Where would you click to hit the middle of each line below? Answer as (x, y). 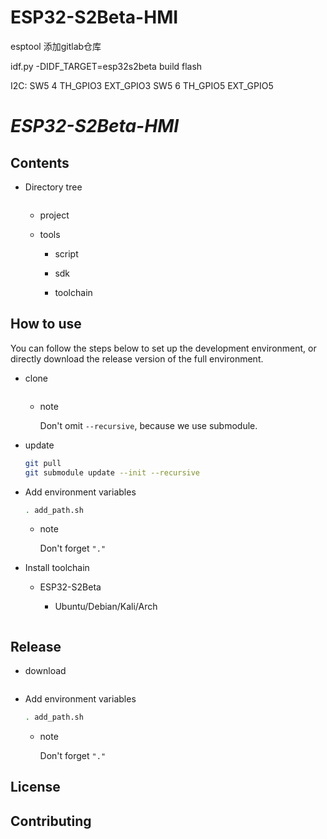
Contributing (51, 821)
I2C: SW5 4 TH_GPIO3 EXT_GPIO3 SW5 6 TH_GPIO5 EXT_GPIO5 (142, 85)
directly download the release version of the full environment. (137, 358)
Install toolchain (57, 568)
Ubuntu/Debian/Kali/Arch (106, 607)
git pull (43, 463)
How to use (46, 324)
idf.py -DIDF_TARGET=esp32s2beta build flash (106, 66)
